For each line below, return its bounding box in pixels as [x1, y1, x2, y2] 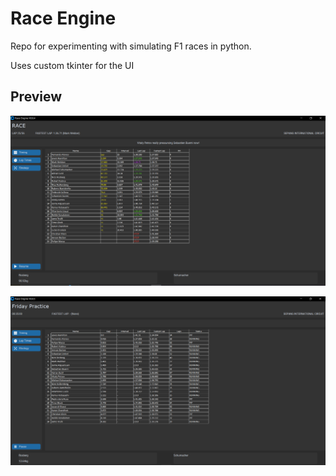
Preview [10, 88, 63, 106]
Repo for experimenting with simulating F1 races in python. [10, 40, 252, 52]
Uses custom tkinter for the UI [10, 59, 135, 71]
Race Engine [10, 7, 117, 30]
